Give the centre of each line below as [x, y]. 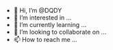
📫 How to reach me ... [45, 40]
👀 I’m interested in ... [42, 18]
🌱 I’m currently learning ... [50, 25]
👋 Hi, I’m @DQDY [38, 10]
